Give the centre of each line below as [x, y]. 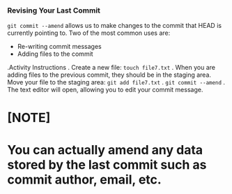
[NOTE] [29, 118]
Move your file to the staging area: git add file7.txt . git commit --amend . [116, 82]
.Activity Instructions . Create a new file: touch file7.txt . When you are [111, 68]
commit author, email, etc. [84, 179]
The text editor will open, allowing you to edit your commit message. [105, 90]
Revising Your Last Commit [54, 10]
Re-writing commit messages [60, 47]
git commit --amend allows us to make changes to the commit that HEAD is [114, 26]
